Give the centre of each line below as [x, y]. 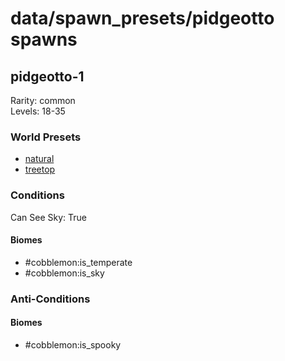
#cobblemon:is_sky [64, 273]
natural [39, 159]
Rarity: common [43, 100]
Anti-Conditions [50, 299]
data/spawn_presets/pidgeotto [142, 18]
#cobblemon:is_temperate [78, 262]
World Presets [46, 137]
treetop [40, 169]
